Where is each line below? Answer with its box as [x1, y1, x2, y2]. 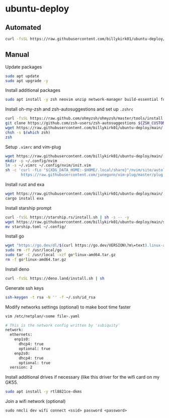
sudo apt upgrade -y [5, 78, 49, 83]
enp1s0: [14, 337, 30, 342]
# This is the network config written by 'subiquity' [5, 323, 121, 328]
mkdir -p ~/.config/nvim [5, 158, 57, 163]
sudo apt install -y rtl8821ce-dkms [5, 389, 82, 394]
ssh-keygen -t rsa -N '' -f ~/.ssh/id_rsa [5, 294, 96, 300]
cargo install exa [5, 196, 44, 201]
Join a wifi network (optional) [5, 398, 66, 404]
